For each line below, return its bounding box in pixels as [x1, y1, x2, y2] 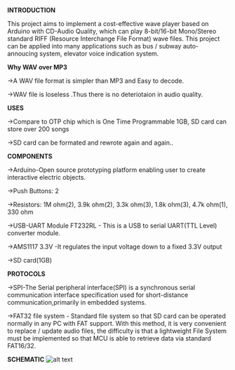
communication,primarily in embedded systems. [7, 298, 147, 306]
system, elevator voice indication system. [39, 49, 159, 58]
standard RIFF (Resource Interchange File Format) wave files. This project [7, 34, 220, 43]
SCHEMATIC [7, 355, 45, 364]
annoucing [7, 49, 39, 58]
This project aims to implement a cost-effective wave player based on [7, 20, 209, 27]
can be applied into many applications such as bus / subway [7, 42, 182, 50]
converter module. [7, 229, 61, 237]
